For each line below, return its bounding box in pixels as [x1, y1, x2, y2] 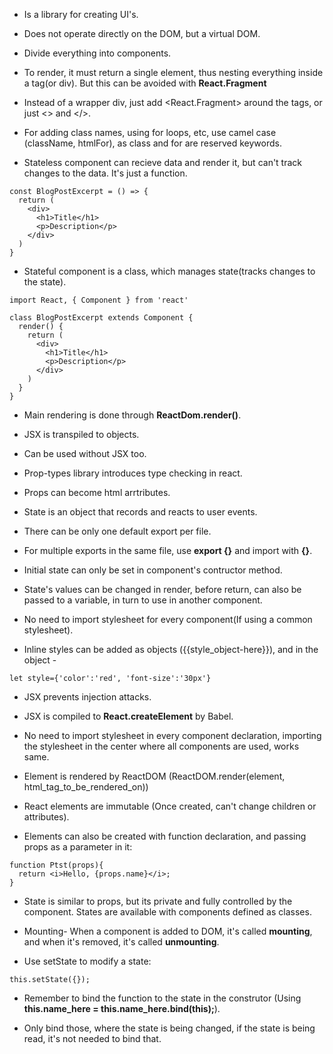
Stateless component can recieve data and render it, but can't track [23, 157, 303, 168]
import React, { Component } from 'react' [9, 295, 189, 305]
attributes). [23, 811, 70, 823]
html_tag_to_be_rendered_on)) [23, 781, 149, 793]
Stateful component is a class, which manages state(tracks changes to [23, 265, 316, 277]
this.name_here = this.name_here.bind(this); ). [23, 1003, 221, 1014]
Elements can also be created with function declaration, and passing [23, 830, 307, 842]
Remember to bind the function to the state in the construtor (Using [23, 992, 302, 1004]
